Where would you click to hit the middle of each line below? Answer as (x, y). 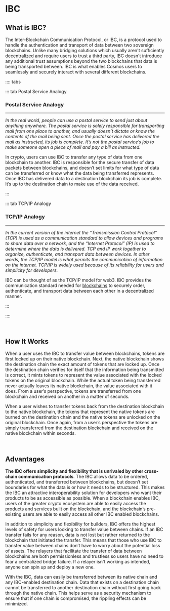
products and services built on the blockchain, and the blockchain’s (75, 509)
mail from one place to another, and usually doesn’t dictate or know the (80, 131)
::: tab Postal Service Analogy (36, 91)
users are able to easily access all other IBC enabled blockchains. (91, 514)
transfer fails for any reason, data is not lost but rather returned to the (78, 535)
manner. (14, 296)
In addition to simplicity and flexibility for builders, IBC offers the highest (80, 524)
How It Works (27, 341)
